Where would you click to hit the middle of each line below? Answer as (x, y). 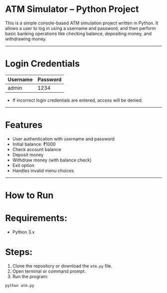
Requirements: (36, 218)
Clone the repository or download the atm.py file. (62, 266)
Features (24, 125)
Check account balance (37, 149)
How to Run (29, 195)
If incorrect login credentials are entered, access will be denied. (78, 100)
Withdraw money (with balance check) (52, 160)
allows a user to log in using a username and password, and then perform (81, 28)
